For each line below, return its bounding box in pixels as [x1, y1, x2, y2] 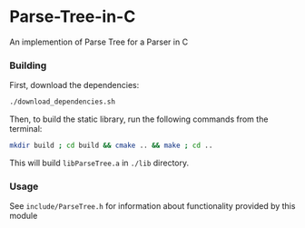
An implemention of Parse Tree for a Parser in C [9, 36, 189, 47]
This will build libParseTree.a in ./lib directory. [9, 157, 190, 168]
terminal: [9, 124, 43, 134]
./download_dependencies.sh [9, 97, 116, 106]
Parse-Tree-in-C [9, 6, 136, 27]
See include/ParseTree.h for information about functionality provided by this [9, 201, 296, 212]
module [9, 211, 38, 222]
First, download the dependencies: [9, 80, 140, 91]
